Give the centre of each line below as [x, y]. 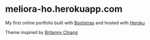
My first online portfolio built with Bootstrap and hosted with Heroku [75, 23]
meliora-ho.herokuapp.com [64, 9]
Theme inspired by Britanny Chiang [41, 32]
